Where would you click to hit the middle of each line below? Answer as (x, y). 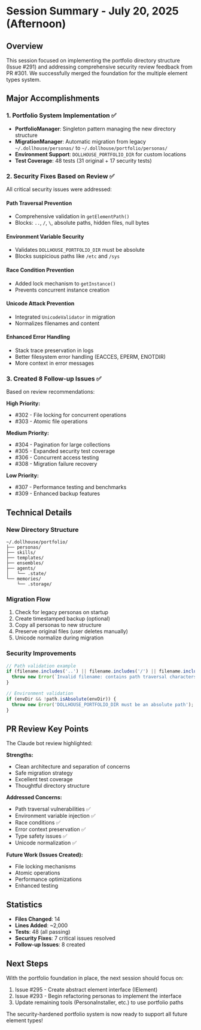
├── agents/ (21, 568)
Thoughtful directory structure (52, 786)
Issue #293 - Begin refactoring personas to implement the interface (98, 996)
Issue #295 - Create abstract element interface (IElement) (86, 990)
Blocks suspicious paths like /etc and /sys (67, 256)
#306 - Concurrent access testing (57, 457)
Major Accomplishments (53, 98)
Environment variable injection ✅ (55, 816)
